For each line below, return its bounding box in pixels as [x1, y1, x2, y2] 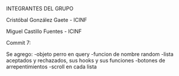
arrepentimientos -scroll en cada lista [6, 63, 97, 70]
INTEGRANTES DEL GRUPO [6, 5, 74, 12]
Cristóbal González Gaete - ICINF [6, 16, 87, 23]
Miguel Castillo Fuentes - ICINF [6, 28, 82, 35]
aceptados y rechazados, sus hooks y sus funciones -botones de [6, 57, 165, 64]
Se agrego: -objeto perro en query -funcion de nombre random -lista [6, 51, 174, 58]
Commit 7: [6, 39, 31, 46]
